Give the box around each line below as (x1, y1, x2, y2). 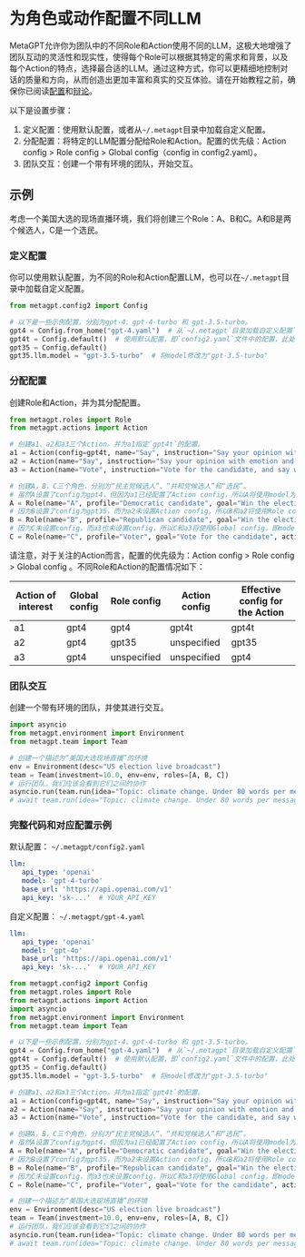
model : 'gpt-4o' (21, 945, 84, 955)
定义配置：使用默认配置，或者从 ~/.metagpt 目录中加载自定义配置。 (22, 124, 271, 134)
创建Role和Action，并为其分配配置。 (9, 397, 146, 408)
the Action (238, 606, 284, 619)
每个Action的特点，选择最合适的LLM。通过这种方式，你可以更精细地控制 (9, 63, 280, 74)
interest (18, 600, 54, 613)
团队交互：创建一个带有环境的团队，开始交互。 (22, 158, 198, 169)
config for (239, 594, 283, 607)
